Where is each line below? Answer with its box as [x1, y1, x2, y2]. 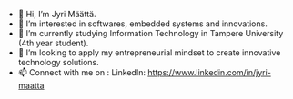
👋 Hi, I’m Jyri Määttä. [17, 9, 97, 19]
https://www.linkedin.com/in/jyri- [146, 67, 271, 77]
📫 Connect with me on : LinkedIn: [17, 67, 146, 77]
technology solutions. [17, 57, 100, 67]
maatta [17, 80, 45, 91]
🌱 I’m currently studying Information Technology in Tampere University [17, 28, 284, 38]
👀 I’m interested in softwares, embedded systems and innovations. [17, 18, 268, 29]
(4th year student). [17, 37, 89, 48]
